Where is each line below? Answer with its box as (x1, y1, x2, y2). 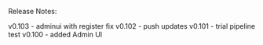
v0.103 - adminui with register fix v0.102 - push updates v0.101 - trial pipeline (8, 22, 256, 30)
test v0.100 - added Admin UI (8, 30, 103, 39)
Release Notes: (8, 7, 57, 16)
